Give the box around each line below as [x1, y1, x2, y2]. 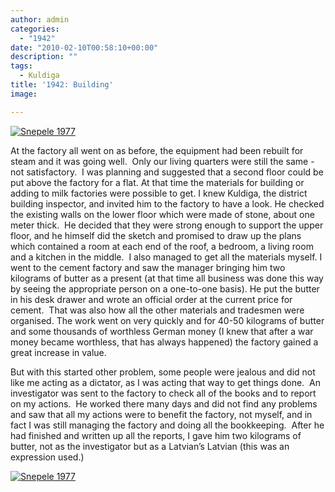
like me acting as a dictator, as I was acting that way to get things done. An [10, 376, 321, 388]
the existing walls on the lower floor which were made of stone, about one [10, 208, 315, 220]
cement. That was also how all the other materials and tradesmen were [10, 304, 305, 316]
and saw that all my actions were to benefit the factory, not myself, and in [10, 408, 313, 420]
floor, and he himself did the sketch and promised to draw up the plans [10, 229, 302, 241]
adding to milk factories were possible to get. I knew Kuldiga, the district [10, 187, 308, 199]
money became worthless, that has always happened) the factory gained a [10, 336, 319, 348]
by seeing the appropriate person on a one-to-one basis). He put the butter [10, 282, 320, 295]
